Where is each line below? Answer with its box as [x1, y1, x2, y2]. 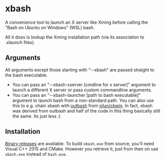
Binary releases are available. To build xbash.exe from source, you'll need [5, 140, 154, 146]
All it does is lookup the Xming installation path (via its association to [5, 34, 145, 40]
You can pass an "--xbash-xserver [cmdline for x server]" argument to [12, 81, 156, 87]
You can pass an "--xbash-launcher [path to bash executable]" [12, 92, 141, 98]
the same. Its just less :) [12, 113, 61, 119]
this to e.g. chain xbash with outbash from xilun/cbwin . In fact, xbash [12, 102, 153, 109]
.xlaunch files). [5, 39, 36, 45]
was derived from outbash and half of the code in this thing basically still [12, 108, 161, 114]
